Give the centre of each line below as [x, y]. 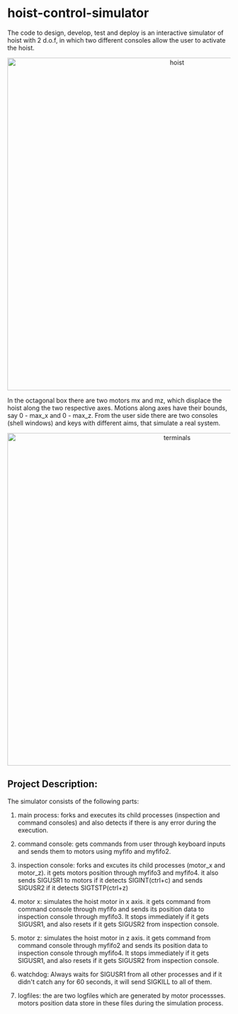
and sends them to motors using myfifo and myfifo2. [94, 851]
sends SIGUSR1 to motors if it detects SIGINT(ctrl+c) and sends [110, 880]
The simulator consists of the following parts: [73, 801]
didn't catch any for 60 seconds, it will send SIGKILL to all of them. [115, 981]
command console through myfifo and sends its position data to [111, 909]
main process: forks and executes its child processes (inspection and [119, 815]
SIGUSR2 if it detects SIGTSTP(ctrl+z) [73, 888]
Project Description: [52, 784]
